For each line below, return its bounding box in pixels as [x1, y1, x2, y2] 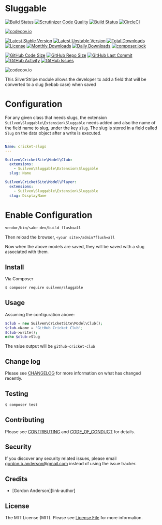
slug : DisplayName [9, 193, 47, 198]
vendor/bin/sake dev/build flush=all [5, 225, 81, 231]
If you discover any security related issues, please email [5, 456, 117, 461]
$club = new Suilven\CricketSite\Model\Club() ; [5, 321, 103, 326]
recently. [5, 375, 23, 381]
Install [5, 263, 24, 271]
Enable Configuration [5, 209, 93, 220]
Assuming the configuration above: [5, 311, 75, 317]
